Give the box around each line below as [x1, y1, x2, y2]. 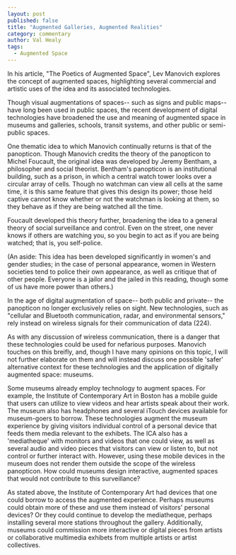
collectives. [7, 540, 41, 549]
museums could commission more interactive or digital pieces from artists [7, 525, 223, 534]
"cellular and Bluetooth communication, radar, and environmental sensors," [7, 311, 226, 320]
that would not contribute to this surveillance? [7, 474, 141, 483]
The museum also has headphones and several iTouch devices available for [7, 406, 228, 415]
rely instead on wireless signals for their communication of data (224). [7, 318, 212, 327]
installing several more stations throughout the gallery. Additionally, [7, 518, 203, 527]
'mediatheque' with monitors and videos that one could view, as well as [7, 437, 215, 445]
